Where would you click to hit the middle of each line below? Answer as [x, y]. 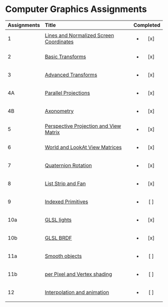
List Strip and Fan [65, 183]
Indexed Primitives [66, 201]
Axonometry [59, 111]
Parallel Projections [67, 92]
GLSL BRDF [58, 237]
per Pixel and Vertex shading [78, 274]
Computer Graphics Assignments [76, 9]
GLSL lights [58, 219]
